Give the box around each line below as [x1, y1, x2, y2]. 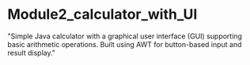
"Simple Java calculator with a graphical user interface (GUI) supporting [7, 31, 243, 41]
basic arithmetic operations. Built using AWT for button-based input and [7, 39, 242, 49]
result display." [7, 48, 56, 57]
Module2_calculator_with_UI [7, 5, 198, 23]
